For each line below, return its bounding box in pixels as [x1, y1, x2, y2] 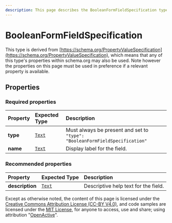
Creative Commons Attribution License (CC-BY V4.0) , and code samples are [5, 200, 166, 207]
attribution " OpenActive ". [5, 212, 58, 218]
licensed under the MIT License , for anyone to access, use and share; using [5, 206, 165, 212]
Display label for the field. [66, 145, 127, 152]
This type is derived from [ [5, 47, 61, 53]
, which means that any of [108, 52, 163, 58]
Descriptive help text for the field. [83, 182, 164, 189]
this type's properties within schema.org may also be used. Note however [5, 57, 161, 63]
